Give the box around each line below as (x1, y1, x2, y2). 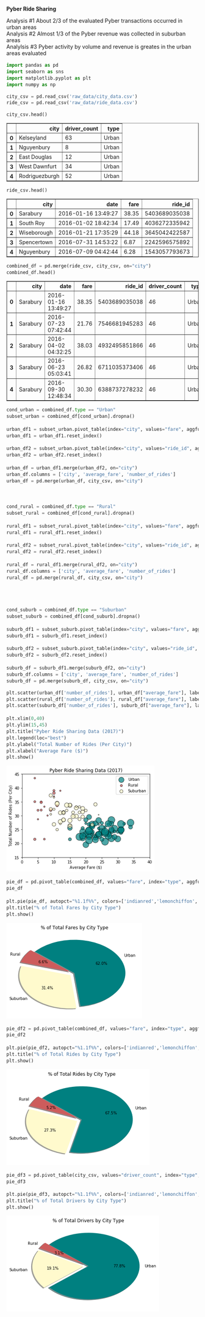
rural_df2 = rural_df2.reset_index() (6, 549, 103, 555)
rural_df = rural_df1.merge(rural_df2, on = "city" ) (6, 562, 138, 568)
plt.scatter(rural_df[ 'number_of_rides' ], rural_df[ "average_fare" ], (6, 696, 187, 703)
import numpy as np (6, 81, 56, 88)
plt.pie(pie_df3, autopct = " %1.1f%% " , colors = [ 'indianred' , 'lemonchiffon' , (6, 1192, 201, 1198)
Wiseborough (19, 229, 53, 236)
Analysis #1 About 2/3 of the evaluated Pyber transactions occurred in (6, 17, 183, 24)
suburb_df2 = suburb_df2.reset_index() (6, 652, 108, 658)
